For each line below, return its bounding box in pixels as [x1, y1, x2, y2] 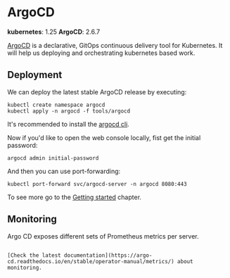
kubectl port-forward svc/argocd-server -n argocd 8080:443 [7, 180, 188, 187]
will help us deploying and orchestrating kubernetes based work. [7, 49, 196, 57]
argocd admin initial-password [7, 154, 99, 162]
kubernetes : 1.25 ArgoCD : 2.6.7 [7, 27, 101, 36]
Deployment [7, 69, 63, 81]
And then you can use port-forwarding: [7, 167, 121, 175]
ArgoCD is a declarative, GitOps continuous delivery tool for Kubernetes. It [7, 41, 223, 49]
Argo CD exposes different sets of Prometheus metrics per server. [7, 232, 199, 240]
